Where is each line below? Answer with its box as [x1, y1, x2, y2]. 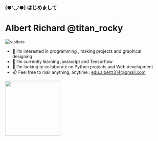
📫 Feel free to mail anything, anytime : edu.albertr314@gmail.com [12, 69, 146, 75]
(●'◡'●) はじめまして [5, 4, 57, 11]
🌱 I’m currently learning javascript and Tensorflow [12, 59, 113, 64]
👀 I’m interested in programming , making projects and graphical [12, 48, 142, 54]
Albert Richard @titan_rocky [5, 23, 123, 34]
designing [12, 53, 33, 59]
